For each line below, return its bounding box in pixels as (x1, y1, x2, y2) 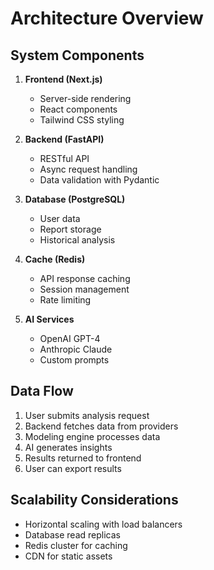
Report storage (39, 223, 102, 235)
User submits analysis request (24, 409, 150, 421)
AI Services (24, 313, 75, 325)
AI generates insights (24, 441, 113, 453)
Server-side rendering (39, 93, 132, 104)
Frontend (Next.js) (24, 73, 103, 85)
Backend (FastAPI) (24, 133, 105, 145)
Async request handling (39, 163, 138, 175)
